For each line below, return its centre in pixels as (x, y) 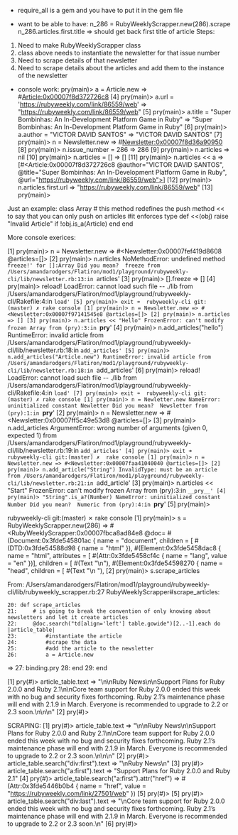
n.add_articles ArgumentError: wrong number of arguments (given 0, (108, 428)
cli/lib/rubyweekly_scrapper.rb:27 (56, 592)
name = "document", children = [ (145, 540)
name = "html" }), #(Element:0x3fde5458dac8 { (151, 548)
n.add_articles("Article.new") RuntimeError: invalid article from (109, 357)
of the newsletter (43, 75)
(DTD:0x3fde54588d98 (42, 548)
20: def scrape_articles (44, 605)
